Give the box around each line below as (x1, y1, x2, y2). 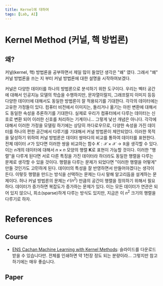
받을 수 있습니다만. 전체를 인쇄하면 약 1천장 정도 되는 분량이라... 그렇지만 (12, 252, 149, 258)
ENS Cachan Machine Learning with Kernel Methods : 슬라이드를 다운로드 (12, 246, 157, 252)
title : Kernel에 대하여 (5, 7, 49, 12)
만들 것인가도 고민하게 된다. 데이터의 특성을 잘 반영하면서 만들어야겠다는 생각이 (5, 165, 155, 171)
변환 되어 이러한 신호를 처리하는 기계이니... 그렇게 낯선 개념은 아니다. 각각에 (14, 116, 157, 122)
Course (5, 233, 28, 241)
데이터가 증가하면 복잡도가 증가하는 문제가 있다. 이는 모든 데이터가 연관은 (15, 184, 153, 190)
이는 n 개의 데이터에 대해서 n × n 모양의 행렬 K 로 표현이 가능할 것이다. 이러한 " (5, 147, 152, 153)
